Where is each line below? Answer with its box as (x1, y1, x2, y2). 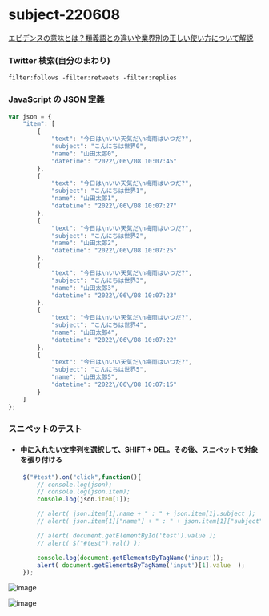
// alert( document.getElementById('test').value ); (37, 531, 217, 540)
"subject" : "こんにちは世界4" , (50, 321, 147, 329)
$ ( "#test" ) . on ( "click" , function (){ (22, 473, 142, 481)
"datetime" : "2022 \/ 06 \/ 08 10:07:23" (50, 291, 178, 300)
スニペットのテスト (8, 423, 82, 434)
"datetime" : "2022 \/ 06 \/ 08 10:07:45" (50, 157, 178, 165)
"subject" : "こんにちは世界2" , (50, 232, 147, 240)
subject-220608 (8, 6, 121, 24)
